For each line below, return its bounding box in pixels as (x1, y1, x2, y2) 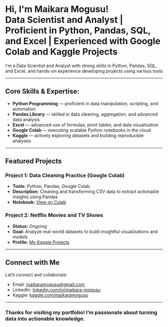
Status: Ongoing (12, 223, 47, 229)
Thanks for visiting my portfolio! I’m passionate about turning (5, 309, 157, 316)
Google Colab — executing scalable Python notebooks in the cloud (12, 127, 151, 133)
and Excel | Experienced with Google (5, 36, 161, 47)
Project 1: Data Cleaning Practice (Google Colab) (5, 172, 125, 179)
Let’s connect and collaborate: (5, 271, 67, 277)
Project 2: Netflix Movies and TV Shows (5, 212, 103, 219)
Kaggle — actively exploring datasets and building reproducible (12, 132, 144, 138)
